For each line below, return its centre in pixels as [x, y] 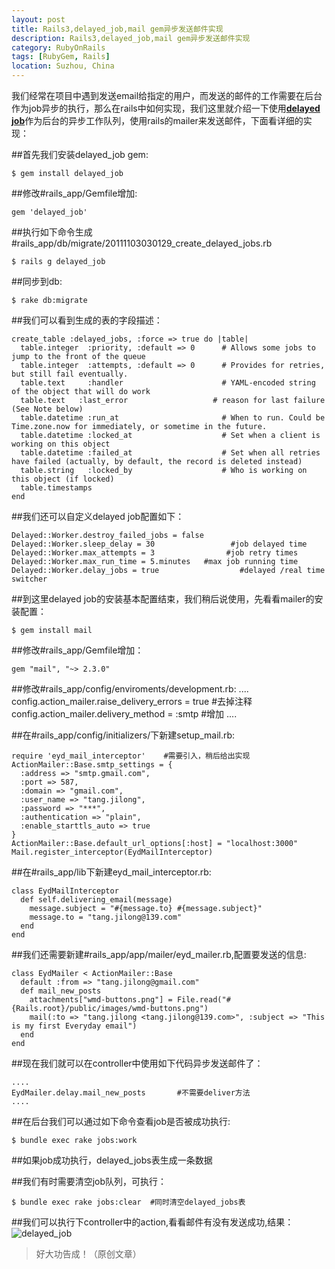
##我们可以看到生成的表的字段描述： [87, 320]
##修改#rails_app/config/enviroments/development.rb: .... [130, 689]
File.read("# [203, 1000]
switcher [29, 579]
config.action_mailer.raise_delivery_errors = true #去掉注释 [132, 701]
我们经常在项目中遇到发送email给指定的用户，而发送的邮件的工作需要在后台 [167, 95]
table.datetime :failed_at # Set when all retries [170, 453]
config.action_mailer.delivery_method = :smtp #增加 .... [124, 714]
